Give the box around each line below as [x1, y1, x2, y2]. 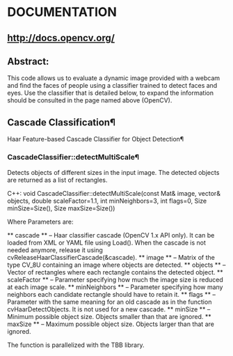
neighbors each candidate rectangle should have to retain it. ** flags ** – [7, 290, 216, 298]
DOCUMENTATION [7, 4, 117, 20]
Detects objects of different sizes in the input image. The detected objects [7, 168, 220, 176]
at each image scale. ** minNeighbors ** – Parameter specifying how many [7, 283, 223, 291]
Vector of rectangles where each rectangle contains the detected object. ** [7, 268, 224, 276]
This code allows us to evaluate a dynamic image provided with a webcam [7, 74, 220, 82]
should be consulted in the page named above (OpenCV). [7, 96, 172, 105]
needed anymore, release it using [7, 245, 103, 254]
